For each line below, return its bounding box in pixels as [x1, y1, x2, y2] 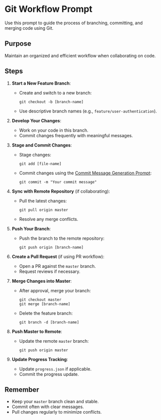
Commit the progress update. [19, 371, 80, 377]
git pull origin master [19, 207, 69, 212]
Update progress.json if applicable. [19, 366, 92, 372]
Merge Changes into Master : [11, 278, 72, 284]
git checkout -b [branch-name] [19, 99, 84, 105]
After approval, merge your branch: [19, 287, 91, 293]
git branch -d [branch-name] [19, 319, 80, 325]
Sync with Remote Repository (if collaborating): [11, 188, 110, 194]
